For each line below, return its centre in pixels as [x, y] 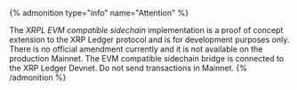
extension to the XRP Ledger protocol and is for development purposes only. [149, 40]
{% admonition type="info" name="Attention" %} [99, 13]
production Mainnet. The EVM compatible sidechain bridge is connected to [147, 58]
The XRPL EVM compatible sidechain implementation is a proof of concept [146, 30]
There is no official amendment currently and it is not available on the [136, 49]
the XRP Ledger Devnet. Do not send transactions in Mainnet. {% [128, 68]
